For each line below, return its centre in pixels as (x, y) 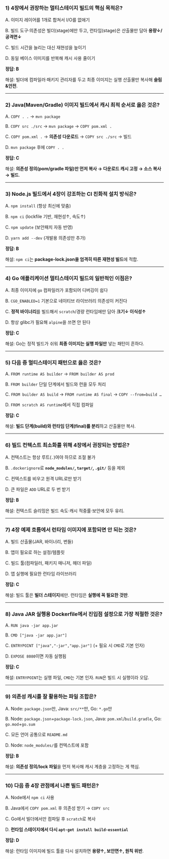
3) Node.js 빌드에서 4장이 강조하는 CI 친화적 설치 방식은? (71, 194)
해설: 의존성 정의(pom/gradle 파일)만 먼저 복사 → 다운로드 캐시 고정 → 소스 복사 (83, 168)
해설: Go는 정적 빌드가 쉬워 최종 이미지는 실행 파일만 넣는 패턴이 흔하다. (75, 344)
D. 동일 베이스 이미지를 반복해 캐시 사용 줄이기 (50, 58)
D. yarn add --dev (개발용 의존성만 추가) (46, 238)
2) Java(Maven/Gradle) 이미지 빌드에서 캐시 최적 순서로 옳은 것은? (82, 105)
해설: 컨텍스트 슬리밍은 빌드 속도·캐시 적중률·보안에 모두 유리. (65, 511)
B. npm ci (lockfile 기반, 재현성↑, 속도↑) (46, 216)
